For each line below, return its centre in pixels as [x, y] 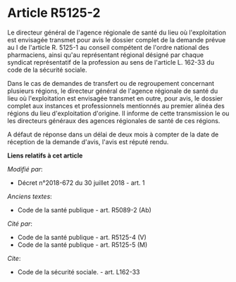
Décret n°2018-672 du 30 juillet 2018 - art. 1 [81, 182]
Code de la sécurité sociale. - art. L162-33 [79, 271]
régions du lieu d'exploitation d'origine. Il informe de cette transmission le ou [118, 113]
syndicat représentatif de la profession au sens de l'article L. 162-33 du [111, 62]
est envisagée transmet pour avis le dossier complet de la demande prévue [117, 39]
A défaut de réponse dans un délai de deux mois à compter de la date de [113, 134]
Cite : [14, 258]
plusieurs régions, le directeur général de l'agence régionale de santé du [113, 91]
